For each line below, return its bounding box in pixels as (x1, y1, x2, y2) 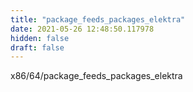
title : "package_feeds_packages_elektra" (10, 14, 186, 25)
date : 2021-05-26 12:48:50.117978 (10, 24, 155, 34)
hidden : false (10, 33, 70, 43)
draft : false (10, 42, 65, 53)
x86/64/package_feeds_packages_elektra (10, 70, 183, 82)
